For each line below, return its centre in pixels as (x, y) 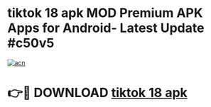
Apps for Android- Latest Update (106, 28)
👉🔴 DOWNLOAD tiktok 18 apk (98, 93)
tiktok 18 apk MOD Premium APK (105, 13)
